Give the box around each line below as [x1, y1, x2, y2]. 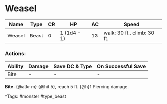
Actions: [5, 50, 26, 57]
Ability [7, 63, 24, 69]
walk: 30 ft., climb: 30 [103, 29, 155, 36]
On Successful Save [96, 63, 146, 69]
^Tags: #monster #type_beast [5, 93, 66, 99]
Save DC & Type [53, 63, 92, 69]
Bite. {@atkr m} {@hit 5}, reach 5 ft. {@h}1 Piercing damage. [5, 84, 129, 90]
